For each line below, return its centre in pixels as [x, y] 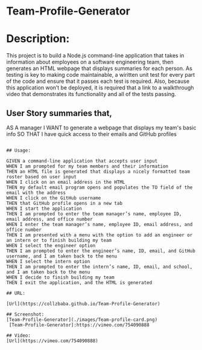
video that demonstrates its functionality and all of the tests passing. [91, 94]
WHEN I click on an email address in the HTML [66, 182]
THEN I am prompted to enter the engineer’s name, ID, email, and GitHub [101, 251]
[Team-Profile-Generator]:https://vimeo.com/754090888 [79, 325]
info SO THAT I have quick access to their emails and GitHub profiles [91, 134]
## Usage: [19, 150]
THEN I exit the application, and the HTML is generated [79, 282]
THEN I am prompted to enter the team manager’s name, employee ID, [94, 214]
